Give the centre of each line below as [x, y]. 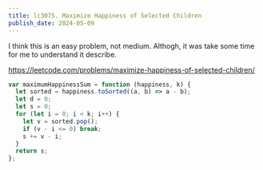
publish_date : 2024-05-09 [51, 23]
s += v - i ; [42, 136]
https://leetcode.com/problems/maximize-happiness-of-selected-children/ [132, 69]
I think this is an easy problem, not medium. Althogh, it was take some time [131, 45]
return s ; [32, 151]
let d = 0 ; [34, 99]
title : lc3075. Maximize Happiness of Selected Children [105, 16]
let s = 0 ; [34, 107]
